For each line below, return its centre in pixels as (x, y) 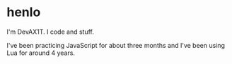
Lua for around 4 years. (41, 53)
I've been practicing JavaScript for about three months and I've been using (116, 45)
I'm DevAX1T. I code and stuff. (51, 32)
